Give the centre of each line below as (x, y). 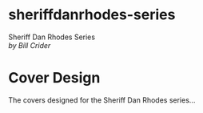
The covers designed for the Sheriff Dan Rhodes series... (102, 100)
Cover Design (54, 78)
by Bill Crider (30, 45)
